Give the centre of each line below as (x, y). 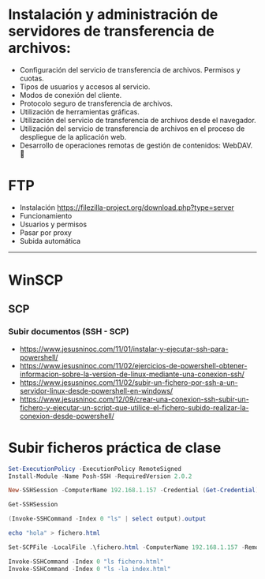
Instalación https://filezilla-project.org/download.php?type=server (127, 207)
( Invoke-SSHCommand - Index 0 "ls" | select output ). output (107, 519)
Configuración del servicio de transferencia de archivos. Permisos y (130, 69)
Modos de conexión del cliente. (71, 95)
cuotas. (32, 78)
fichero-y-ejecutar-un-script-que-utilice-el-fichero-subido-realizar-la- (134, 407)
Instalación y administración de (113, 15)
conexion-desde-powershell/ (67, 416)
